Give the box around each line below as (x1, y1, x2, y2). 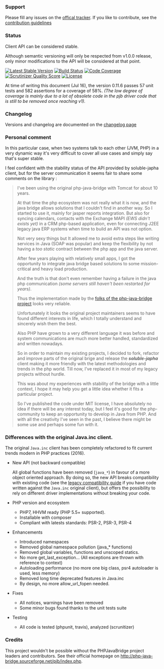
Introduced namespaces (19, 539, 69, 545)
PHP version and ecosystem (12, 500, 70, 506)
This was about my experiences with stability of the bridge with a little (17, 381, 159, 387)
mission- (140, 261, 159, 267)
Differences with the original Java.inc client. (5, 434, 113, 441)
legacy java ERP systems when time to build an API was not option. (17, 226, 153, 232)
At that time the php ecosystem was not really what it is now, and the (17, 200, 157, 206)
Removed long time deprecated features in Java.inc (19, 575, 124, 581)
